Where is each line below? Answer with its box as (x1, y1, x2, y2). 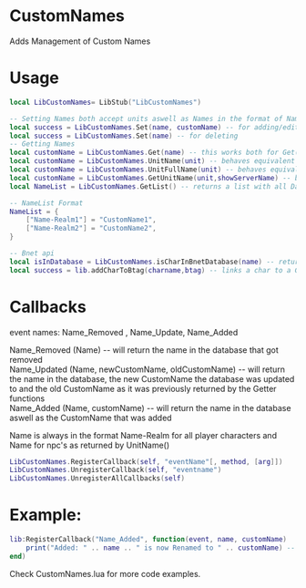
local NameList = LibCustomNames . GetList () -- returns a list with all (9, 181, 287, 191)
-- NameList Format (9, 198, 84, 208)
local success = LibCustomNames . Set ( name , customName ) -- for (9, 122, 250, 132)
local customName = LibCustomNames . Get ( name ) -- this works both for (9, 148, 280, 158)
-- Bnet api (9, 249, 55, 258)
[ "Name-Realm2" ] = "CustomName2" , (25, 224, 157, 233)
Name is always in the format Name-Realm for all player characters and (9, 429, 278, 440)
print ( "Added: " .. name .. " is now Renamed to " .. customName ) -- (25, 543, 296, 552)
